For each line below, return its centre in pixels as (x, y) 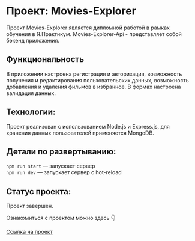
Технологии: (31, 112)
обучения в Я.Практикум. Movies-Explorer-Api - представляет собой (94, 34)
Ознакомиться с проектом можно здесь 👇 (61, 218)
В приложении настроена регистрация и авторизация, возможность (94, 74)
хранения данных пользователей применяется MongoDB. (80, 133)
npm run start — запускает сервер (51, 166)
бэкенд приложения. (33, 40)
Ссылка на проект (29, 232)
